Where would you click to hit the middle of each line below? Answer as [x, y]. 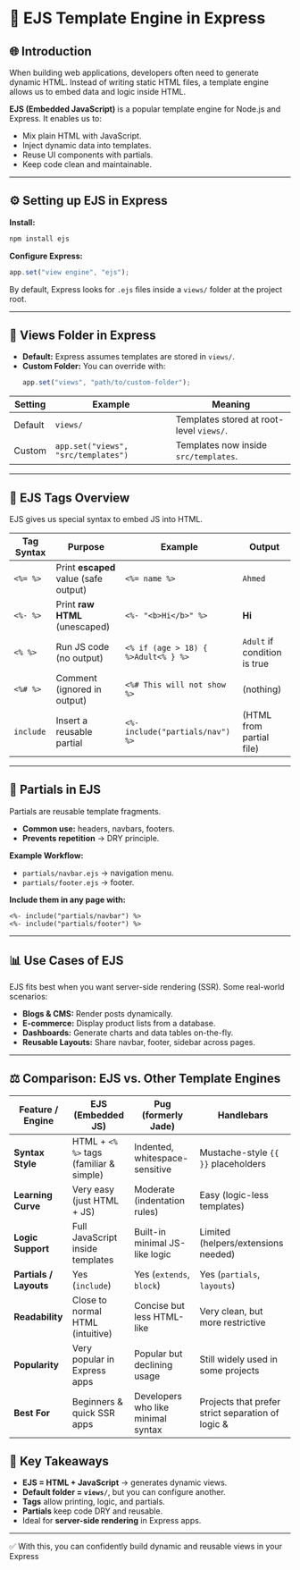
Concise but [159, 1305]
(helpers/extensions [242, 1243]
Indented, [154, 1146]
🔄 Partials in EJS [55, 790]
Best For [32, 1413]
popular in [93, 1359]
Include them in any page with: [68, 899]
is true [256, 663]
